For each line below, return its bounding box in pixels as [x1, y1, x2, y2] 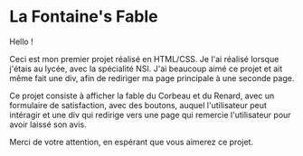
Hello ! [9, 36, 33, 47]
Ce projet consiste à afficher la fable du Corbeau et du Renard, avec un [9, 90, 275, 101]
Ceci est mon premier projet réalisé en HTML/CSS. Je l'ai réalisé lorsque [9, 53, 279, 64]
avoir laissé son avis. [9, 119, 88, 130]
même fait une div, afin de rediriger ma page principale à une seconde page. [9, 72, 295, 83]
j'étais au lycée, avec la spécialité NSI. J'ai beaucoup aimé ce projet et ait [9, 63, 283, 74]
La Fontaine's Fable [9, 6, 158, 27]
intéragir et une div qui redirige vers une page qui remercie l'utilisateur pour [9, 109, 291, 120]
